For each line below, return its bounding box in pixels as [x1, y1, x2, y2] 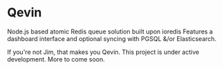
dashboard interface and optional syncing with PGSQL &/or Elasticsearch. [7, 34, 217, 42]
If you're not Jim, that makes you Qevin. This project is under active [7, 48, 200, 56]
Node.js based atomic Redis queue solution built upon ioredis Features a [7, 27, 213, 36]
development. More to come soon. [7, 55, 106, 63]
